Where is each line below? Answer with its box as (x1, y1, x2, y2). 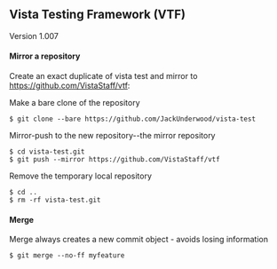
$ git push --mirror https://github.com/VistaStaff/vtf (9, 155, 220, 164)
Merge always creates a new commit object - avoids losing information (9, 234, 269, 245)
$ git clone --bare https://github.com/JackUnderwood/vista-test (9, 115, 256, 123)
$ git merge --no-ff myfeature (9, 251, 125, 260)
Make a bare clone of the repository (9, 98, 140, 108)
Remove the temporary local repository (9, 170, 153, 181)
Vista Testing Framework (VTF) (9, 7, 186, 22)
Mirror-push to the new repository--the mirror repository (9, 131, 216, 141)
